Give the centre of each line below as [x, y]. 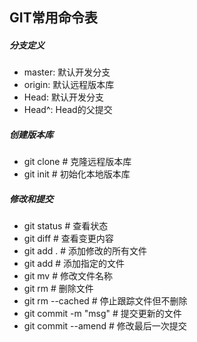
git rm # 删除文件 [58, 289]
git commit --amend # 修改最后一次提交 [105, 326]
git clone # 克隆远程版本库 [77, 162]
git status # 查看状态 [66, 226]
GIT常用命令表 [53, 18]
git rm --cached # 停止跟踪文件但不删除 [105, 301]
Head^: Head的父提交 [68, 110]
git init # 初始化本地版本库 [77, 174]
